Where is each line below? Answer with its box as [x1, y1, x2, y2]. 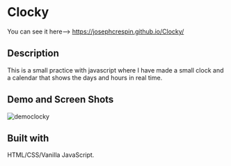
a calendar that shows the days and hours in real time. [7, 73, 163, 82]
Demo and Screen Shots [7, 93, 114, 105]
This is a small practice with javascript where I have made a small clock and [7, 66, 224, 74]
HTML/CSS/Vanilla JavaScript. [7, 151, 95, 159]
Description [7, 47, 59, 59]
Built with [7, 132, 49, 144]
